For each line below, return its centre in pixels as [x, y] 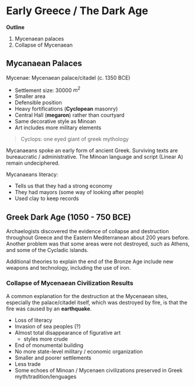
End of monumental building [49, 345]
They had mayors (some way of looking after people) [79, 192]
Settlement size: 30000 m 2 [48, 90]
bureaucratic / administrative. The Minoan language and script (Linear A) [95, 157]
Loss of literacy [33, 320]
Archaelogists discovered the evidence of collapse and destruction [88, 231]
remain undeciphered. [33, 163]
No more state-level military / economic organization [79, 351]
